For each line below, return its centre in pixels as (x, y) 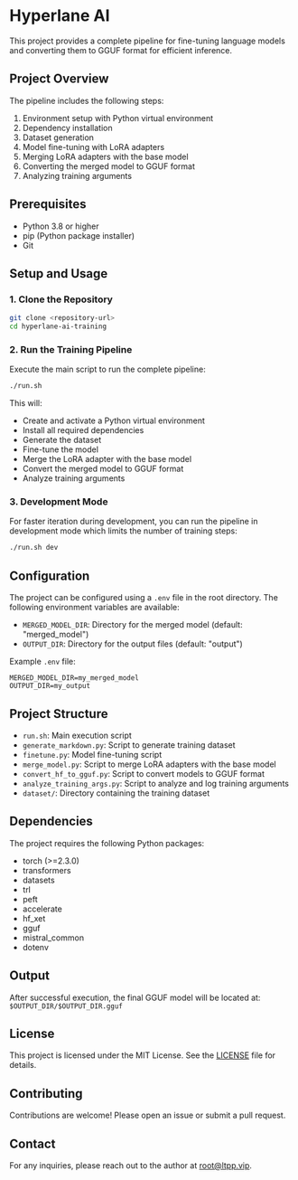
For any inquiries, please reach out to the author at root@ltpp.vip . (131, 1166)
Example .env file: (42, 662)
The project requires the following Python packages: (107, 843)
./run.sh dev (34, 548)
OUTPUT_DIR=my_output (50, 686)
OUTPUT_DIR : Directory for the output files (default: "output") (133, 644)
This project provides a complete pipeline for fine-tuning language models (148, 41)
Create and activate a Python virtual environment (113, 420)
